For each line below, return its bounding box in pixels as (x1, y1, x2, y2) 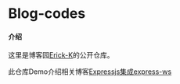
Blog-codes (8, 5, 86, 23)
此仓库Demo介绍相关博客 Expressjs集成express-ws (8, 67, 172, 76)
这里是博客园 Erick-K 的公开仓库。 (8, 51, 115, 60)
